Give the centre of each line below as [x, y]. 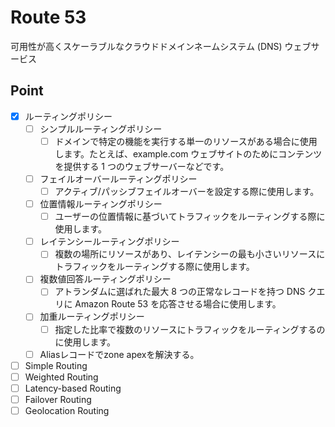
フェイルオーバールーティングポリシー [118, 178]
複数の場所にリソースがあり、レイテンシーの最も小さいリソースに [190, 254]
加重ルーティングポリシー [92, 317]
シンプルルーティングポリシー [101, 128]
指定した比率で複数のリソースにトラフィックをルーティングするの [190, 329]
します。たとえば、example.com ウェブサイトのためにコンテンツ [188, 153]
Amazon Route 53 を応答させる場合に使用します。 [178, 304]
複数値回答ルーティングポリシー [105, 279]
